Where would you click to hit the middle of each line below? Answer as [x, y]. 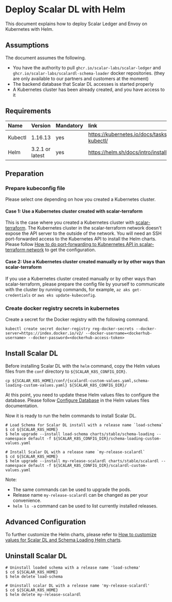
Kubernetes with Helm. [29, 29]
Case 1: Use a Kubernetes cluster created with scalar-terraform [74, 211]
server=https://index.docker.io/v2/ [44, 333]
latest [38, 155]
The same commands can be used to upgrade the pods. [72, 490]
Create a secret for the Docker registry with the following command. [77, 319]
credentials [18, 295]
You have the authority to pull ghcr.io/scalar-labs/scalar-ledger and [87, 67]
